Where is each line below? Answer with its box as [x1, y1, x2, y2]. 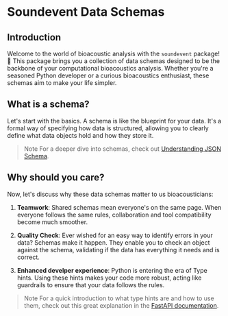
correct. [16, 253, 40, 261]
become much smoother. [16, 217, 88, 226]
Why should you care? [7, 172, 105, 184]
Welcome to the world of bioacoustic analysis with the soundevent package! [7, 49, 220, 58]
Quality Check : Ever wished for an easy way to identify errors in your [16, 231, 214, 239]
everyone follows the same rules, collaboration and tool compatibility [16, 210, 212, 219]
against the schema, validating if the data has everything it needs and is [16, 245, 220, 254]
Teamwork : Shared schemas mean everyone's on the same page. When [16, 203, 222, 211]
